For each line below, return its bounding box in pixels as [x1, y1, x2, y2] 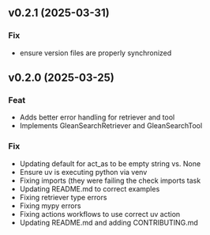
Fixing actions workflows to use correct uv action [19, 209, 181, 218]
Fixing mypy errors [19, 201, 81, 210]
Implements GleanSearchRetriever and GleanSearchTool [19, 121, 203, 131]
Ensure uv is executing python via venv [19, 167, 148, 176]
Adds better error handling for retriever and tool [19, 112, 175, 122]
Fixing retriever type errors [19, 192, 107, 202]
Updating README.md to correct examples [19, 184, 160, 193]
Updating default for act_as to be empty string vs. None [19, 158, 201, 169]
